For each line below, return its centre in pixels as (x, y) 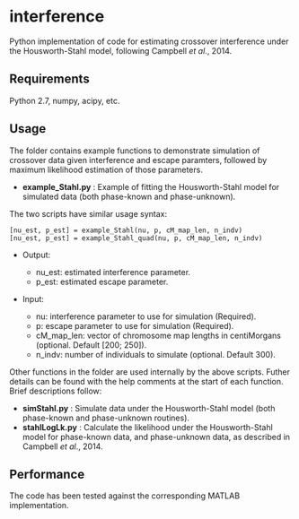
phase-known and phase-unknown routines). (106, 418)
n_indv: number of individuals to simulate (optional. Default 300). (156, 354)
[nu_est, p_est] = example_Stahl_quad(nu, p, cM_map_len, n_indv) (136, 238)
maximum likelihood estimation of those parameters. (106, 169)
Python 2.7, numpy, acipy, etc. (65, 100)
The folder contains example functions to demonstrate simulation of (135, 151)
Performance (47, 474)
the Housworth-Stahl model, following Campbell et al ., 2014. (121, 50)
